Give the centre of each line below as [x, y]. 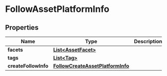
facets [15, 50]
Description [148, 41]
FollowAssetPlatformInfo [57, 9]
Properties [22, 28]
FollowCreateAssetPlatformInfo [91, 66]
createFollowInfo [28, 66]
